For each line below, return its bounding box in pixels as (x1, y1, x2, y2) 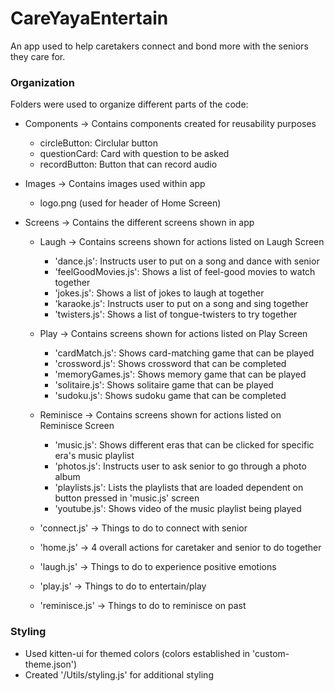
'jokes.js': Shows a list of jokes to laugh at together (54, 287, 265, 299)
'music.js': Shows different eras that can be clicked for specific (54, 439, 315, 451)
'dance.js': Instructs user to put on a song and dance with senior (54, 255, 320, 267)
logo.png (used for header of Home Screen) (39, 197, 222, 209)
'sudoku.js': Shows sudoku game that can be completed (54, 390, 287, 402)
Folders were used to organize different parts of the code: (10, 98, 249, 111)
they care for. (10, 50, 66, 62)
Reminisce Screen (39, 420, 115, 432)
